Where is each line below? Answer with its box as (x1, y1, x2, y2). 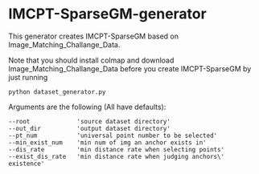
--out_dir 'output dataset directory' (8, 124, 171, 132)
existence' (8, 160, 45, 168)
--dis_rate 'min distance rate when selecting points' (8, 145, 225, 153)
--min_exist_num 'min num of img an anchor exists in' (8, 138, 207, 147)
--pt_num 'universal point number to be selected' (8, 132, 218, 140)
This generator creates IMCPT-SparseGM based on (8, 31, 179, 41)
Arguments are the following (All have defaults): (8, 102, 166, 111)
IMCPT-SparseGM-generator (8, 5, 207, 23)
